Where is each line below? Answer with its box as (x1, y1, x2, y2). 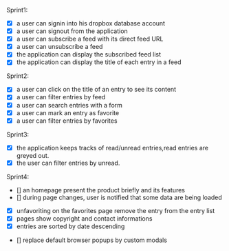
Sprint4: (6, 172, 30, 181)
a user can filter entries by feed (16, 93, 106, 101)
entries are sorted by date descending (16, 222, 125, 230)
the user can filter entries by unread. (16, 159, 120, 167)
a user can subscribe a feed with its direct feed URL (16, 34, 164, 43)
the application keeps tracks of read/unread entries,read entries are (16, 143, 209, 152)
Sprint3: (6, 130, 29, 139)
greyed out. (16, 151, 50, 159)
